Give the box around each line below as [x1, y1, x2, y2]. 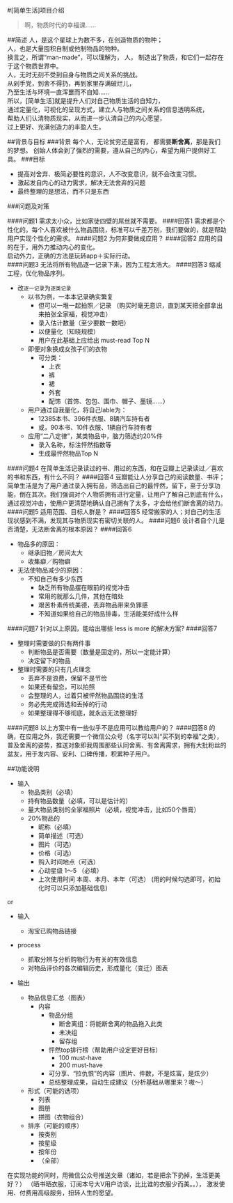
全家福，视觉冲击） [56, 310, 112, 318]
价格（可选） [38, 849, 75, 857]
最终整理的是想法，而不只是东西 [17, 187, 109, 195]
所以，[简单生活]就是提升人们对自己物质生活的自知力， [7, 97, 165, 104]
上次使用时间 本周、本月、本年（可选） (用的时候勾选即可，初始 [38, 875, 221, 883]
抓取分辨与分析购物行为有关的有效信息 [27, 955, 138, 963]
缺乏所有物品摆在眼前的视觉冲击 [38, 584, 130, 591]
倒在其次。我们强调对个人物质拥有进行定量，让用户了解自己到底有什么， [19, 490, 227, 498]
